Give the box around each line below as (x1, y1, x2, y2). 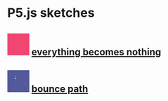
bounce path (31, 83, 89, 95)
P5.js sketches (7, 5, 95, 21)
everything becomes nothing (31, 46, 162, 58)
